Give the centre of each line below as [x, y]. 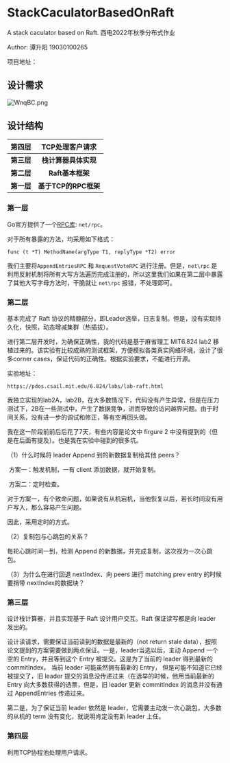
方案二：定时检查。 [36, 484]
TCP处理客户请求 [69, 147]
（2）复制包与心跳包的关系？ [48, 536]
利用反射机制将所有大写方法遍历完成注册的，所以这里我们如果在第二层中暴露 [115, 274]
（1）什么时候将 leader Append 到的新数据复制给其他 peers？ [94, 455]
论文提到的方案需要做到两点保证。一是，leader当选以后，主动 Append [106, 650]
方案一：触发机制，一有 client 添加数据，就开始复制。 [84, 470]
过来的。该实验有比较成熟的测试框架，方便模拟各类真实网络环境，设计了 [115, 350]
